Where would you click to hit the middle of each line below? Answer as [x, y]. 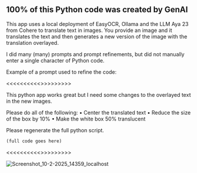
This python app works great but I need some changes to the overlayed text [98, 94]
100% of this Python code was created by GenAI [97, 10]
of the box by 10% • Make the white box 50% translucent [76, 119]
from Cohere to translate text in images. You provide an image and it [89, 30]
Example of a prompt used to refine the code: [62, 72]
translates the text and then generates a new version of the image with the [97, 36]
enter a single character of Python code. [55, 60]
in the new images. [29, 101]
